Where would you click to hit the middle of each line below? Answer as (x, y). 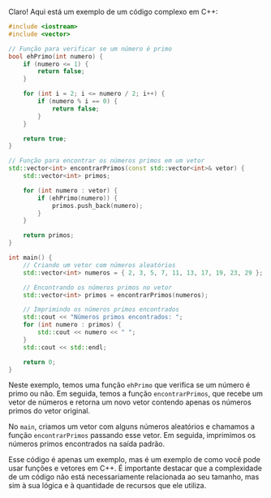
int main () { (30, 258)
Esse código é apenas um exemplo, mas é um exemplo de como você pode (135, 460)
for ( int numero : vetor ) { (70, 190)
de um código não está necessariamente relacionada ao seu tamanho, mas (134, 477)
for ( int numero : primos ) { (72, 325)
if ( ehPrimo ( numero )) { (77, 198)
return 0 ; (40, 362)
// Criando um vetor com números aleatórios (99, 265)
